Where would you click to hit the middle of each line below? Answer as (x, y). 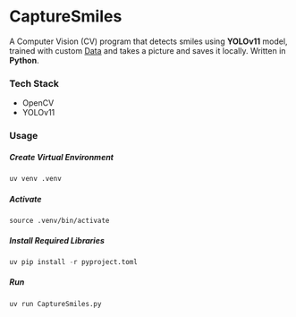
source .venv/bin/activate (59, 220)
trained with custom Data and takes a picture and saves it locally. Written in (148, 50)
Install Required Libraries (57, 240)
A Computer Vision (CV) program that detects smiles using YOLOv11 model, (148, 41)
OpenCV (38, 103)
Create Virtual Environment (62, 157)
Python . (24, 60)
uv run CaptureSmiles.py (55, 304)
